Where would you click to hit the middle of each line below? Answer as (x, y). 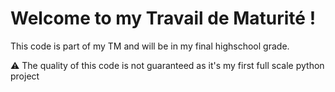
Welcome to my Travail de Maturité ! (163, 18)
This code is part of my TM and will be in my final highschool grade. (150, 46)
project (25, 76)
